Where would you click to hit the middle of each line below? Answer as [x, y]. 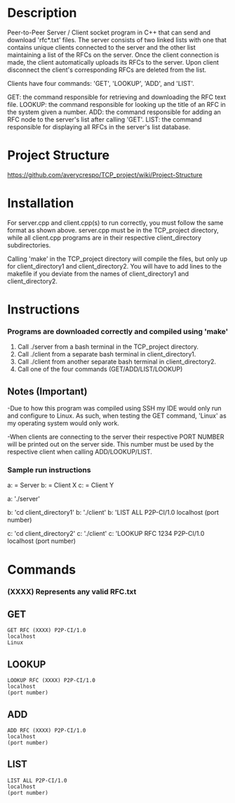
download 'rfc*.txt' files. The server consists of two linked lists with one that [117, 39]
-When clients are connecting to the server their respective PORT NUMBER [116, 437]
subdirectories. [29, 245]
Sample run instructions [49, 470]
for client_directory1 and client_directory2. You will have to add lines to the [115, 266]
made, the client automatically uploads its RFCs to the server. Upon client [113, 62]
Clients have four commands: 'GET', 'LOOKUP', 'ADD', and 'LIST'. [101, 83]
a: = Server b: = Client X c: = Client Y [61, 485]
